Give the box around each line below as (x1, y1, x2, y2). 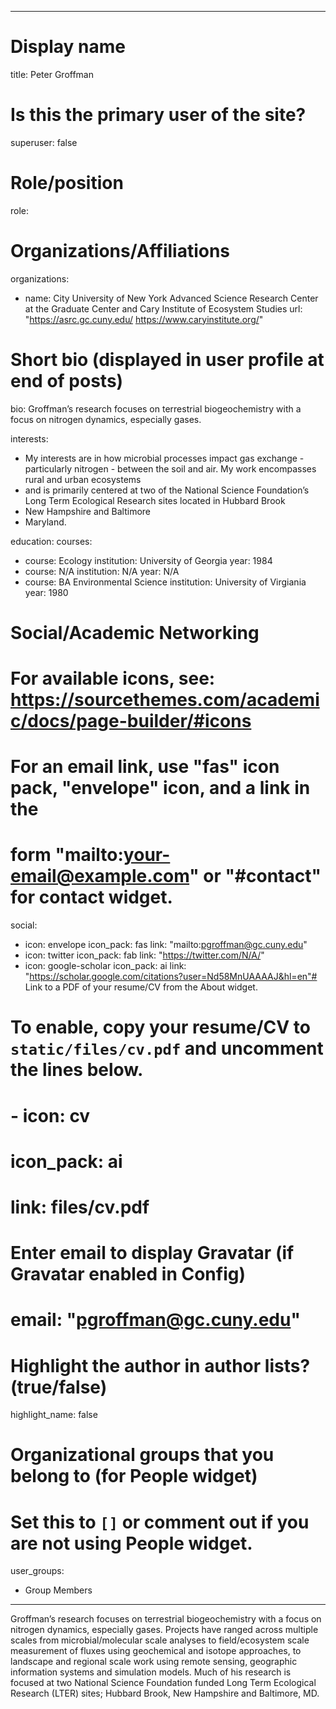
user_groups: (10, 1565, 65, 1577)
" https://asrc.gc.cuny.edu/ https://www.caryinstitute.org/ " (24, 313, 264, 325)
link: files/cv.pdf (10, 1196, 150, 1218)
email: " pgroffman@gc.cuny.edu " (10, 1309, 301, 1331)
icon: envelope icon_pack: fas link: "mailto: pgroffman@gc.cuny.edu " (24, 939, 308, 951)
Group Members (24, 1584, 93, 1596)
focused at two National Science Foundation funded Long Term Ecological (10, 1677, 317, 1689)
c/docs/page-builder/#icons (10, 710, 252, 733)
